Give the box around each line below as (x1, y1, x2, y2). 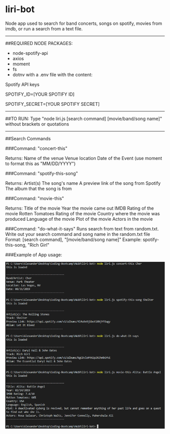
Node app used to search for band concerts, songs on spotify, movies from (5, 20, 162, 26)
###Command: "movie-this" (5, 195, 64, 201)
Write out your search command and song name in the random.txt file (5, 231, 150, 237)
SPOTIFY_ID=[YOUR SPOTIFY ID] (5, 91, 75, 97)
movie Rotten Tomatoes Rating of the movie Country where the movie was (5, 210, 160, 216)
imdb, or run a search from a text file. (5, 25, 83, 31)
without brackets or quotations (5, 121, 69, 127)
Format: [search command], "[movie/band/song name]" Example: (5, 236, 142, 243)
